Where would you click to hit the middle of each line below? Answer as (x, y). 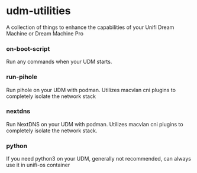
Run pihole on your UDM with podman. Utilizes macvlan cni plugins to (91, 90)
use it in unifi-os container (38, 165)
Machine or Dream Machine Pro (45, 33)
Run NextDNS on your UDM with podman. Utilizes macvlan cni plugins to (95, 124)
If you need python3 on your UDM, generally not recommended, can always (98, 159)
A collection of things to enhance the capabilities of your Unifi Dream (90, 27)
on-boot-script (28, 48)
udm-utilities (38, 11)
